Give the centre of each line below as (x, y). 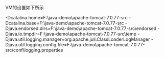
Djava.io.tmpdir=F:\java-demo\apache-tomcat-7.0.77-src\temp (71, 34)
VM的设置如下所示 (25, 7)
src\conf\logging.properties (34, 50)
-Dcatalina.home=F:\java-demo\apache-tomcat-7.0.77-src (66, 18)
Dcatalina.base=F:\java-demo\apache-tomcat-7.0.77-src (65, 23)
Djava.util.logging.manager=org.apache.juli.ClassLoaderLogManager (78, 39)
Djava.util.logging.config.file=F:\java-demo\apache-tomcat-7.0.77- (75, 45)
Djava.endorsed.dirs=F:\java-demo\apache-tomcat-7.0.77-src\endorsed (81, 28)
